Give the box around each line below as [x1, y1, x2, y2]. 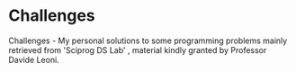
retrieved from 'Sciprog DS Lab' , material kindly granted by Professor [8, 44, 267, 55]
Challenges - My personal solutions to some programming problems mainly [8, 35, 288, 46]
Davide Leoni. [8, 54, 59, 65]
